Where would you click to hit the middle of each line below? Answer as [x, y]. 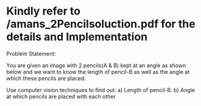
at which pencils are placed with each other [61, 96]
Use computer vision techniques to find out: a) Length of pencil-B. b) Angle [101, 90]
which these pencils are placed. [46, 78]
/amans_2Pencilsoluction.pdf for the [101, 24]
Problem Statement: [31, 53]
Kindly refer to [44, 11]
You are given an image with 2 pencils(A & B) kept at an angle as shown [96, 65]
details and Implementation [77, 37]
